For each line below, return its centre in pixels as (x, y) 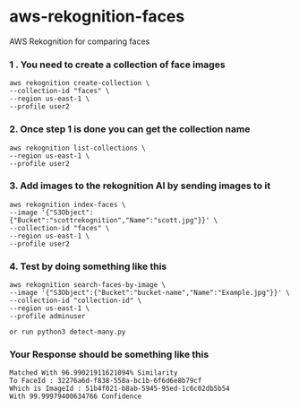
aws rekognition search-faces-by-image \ (88, 285)
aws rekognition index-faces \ (68, 204)
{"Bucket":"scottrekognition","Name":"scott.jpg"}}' (110, 220)
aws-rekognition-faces (97, 17)
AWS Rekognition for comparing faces (80, 41)
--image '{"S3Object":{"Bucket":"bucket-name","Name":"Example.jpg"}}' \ (150, 293)
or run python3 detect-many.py (68, 332)
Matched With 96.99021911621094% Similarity (94, 373)
